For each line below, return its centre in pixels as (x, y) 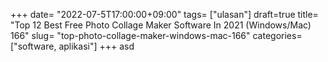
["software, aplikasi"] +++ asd (72, 46)
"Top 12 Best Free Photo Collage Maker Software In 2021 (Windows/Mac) (161, 25)
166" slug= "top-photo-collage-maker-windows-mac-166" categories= (156, 35)
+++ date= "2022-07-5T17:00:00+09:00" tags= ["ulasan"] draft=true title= (164, 14)
